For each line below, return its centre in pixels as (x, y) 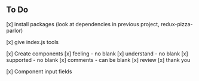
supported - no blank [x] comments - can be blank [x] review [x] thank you (98, 60)
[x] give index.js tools (32, 42)
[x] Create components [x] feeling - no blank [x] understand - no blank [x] (97, 54)
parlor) (15, 30)
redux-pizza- (177, 24)
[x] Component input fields (39, 71)
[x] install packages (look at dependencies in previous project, (83, 24)
